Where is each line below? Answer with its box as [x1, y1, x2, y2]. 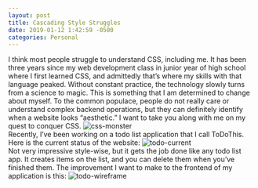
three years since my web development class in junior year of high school [8, 63, 246, 73]
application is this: [8, 172, 67, 181]
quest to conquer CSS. [8, 121, 82, 131]
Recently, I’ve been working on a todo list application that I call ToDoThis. [8, 130, 245, 139]
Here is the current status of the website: [8, 138, 141, 147]
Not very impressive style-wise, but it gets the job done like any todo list [8, 146, 242, 156]
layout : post [8, 11, 51, 20]
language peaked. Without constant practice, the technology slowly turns [8, 80, 245, 89]
